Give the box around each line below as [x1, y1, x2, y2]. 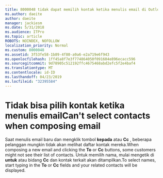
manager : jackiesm [5, 20, 42, 26]
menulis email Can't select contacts [5, 110, 150, 121]
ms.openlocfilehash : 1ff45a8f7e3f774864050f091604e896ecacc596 [5, 57, 136, 61]
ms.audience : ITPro [5, 30, 45, 34]
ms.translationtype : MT [5, 66, 53, 71]
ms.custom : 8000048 [5, 47, 45, 52]
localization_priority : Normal [5, 43, 68, 48]
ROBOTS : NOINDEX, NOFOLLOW [5, 39, 60, 44]
